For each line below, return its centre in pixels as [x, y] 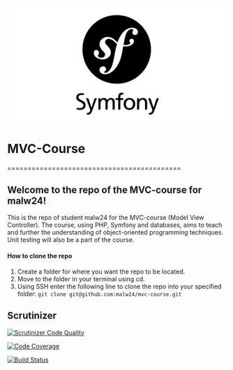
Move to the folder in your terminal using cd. [81, 279]
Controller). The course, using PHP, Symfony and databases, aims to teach [115, 225]
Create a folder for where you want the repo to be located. [101, 272]
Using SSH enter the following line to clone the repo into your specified [119, 286]
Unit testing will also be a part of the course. [71, 240]
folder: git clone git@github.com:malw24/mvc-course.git [99, 294]
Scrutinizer [32, 316]
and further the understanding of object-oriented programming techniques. [115, 232]
